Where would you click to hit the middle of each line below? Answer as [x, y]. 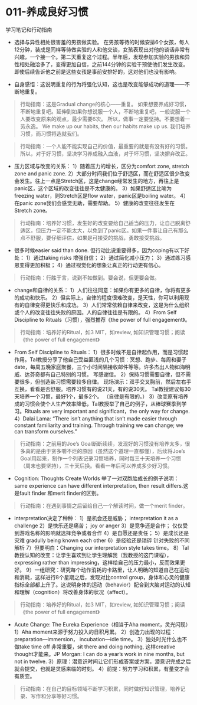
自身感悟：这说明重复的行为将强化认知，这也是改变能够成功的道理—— [99, 84]
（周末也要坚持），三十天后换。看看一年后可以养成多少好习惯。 [96, 466]
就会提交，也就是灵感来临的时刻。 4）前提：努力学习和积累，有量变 [96, 668]
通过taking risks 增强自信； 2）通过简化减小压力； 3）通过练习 [110, 257]
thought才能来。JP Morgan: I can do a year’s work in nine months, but [99, 654]
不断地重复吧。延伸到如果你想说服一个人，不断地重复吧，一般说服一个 [105, 111]
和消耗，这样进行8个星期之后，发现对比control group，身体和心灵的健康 [102, 577]
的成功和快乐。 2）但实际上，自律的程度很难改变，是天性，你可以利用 [99, 297]
